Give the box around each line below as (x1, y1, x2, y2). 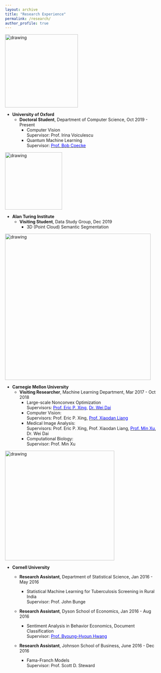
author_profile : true (5, 20, 49, 26)
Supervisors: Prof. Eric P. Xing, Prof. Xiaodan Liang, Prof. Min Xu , (26, 425, 157, 432)
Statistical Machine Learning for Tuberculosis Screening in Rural (26, 589, 155, 594)
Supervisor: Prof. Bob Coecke (26, 142, 86, 149)
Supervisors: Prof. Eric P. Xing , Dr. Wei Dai (26, 405, 112, 411)
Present (19, 122, 35, 128)
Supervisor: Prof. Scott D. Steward (26, 663, 96, 669)
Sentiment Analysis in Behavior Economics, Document (26, 623, 135, 629)
